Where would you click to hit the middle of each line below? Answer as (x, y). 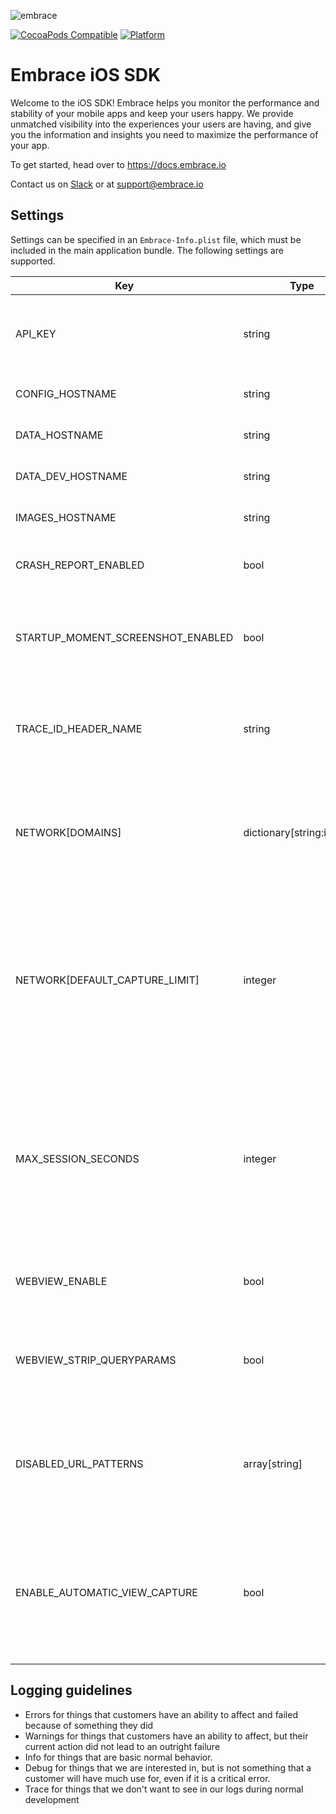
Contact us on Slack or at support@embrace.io (107, 184)
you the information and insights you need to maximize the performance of (164, 134)
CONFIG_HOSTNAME (66, 393)
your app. (30, 145)
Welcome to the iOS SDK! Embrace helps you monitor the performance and (165, 102)
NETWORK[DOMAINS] (68, 832)
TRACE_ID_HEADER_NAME (79, 728)
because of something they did (89, 1725)
